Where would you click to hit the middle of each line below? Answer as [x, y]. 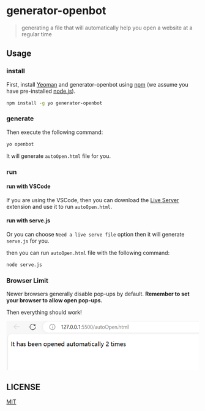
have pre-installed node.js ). [41, 91]
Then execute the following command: [55, 132]
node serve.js [24, 265]
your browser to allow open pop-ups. [54, 300]
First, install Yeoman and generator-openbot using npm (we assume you [97, 84]
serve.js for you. [28, 241]
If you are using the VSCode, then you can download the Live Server [93, 200]
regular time [36, 34]
